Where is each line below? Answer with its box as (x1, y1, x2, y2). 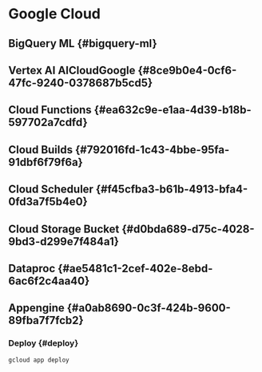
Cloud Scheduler (8, 183, 94, 196)
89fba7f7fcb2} (8, 314, 84, 327)
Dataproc (8, 261, 56, 275)
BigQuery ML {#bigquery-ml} (8, 37, 157, 50)
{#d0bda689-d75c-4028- (121, 222, 255, 235)
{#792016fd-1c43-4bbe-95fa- (74, 143, 230, 156)
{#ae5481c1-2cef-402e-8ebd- (57, 261, 213, 275)
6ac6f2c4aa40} (8, 274, 90, 287)
